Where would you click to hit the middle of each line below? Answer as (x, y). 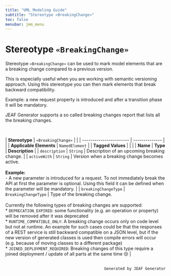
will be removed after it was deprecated (47, 216)
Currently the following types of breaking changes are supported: (74, 205)
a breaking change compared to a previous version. (59, 69)
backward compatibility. (31, 90)
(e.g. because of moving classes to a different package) (64, 243)
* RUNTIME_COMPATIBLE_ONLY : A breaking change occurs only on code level (82, 221)
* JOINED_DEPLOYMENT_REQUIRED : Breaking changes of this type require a (79, 248)
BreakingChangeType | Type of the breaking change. (59, 194)
